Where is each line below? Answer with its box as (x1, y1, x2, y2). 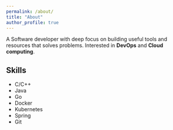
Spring (14, 112, 31, 119)
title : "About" (6, 14, 43, 20)
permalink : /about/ (6, 8, 54, 15)
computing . (6, 48, 35, 55)
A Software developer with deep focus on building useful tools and (6, 36, 167, 43)
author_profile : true (6, 19, 59, 25)
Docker (14, 99, 33, 106)
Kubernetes (14, 106, 43, 113)
